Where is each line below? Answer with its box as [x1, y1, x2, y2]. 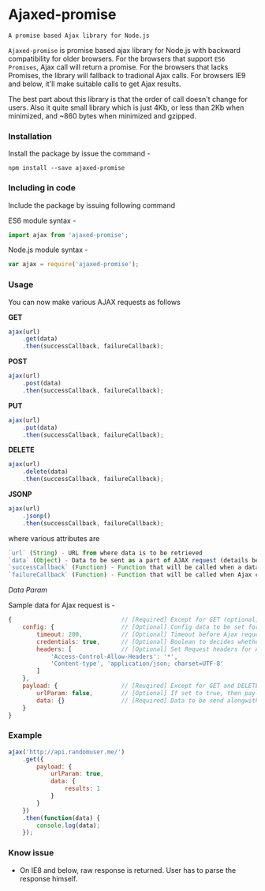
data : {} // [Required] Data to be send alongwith [36, 697, 259, 705]
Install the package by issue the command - [8, 148, 151, 159]
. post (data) [22, 379, 62, 388]
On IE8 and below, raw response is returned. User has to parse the [19, 865, 237, 874]
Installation [8, 130, 53, 141]
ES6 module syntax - [8, 216, 77, 225]
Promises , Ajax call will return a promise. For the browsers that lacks [8, 62, 229, 72]
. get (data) [22, 335, 58, 343]
